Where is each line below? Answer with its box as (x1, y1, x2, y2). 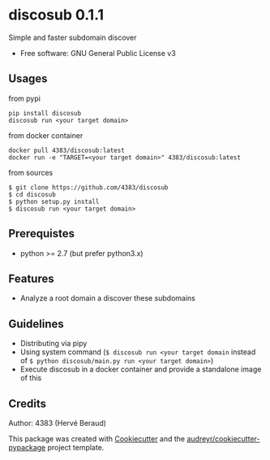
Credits (8, 397, 47, 410)
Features (8, 271, 54, 285)
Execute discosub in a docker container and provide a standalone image (19, 364, 262, 375)
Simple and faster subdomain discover (8, 33, 137, 42)
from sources (8, 167, 54, 177)
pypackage (8, 443, 46, 452)
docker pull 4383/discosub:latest (8, 146, 126, 154)
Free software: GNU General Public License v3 (19, 48, 176, 58)
